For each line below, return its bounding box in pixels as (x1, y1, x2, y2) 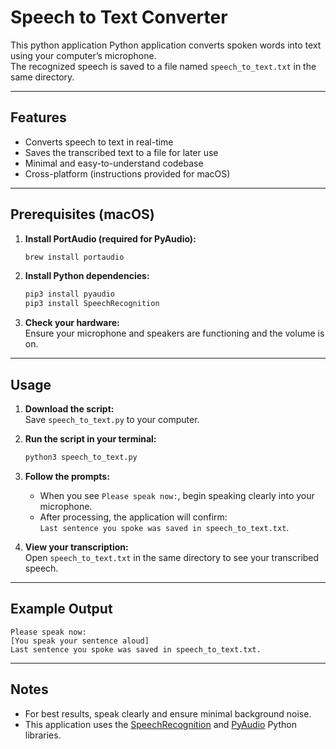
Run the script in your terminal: (24, 433, 157, 445)
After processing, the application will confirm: (39, 511, 228, 523)
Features (10, 109, 67, 126)
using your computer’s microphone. (10, 49, 157, 61)
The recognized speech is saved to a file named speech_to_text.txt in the (10, 60, 317, 72)
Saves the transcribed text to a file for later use (24, 146, 219, 158)
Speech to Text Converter (10, 6, 228, 29)
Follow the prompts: (24, 470, 110, 482)
